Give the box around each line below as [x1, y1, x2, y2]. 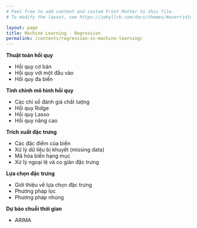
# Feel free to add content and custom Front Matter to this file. [6, 8, 175, 15]
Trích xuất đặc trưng [6, 129, 57, 136]
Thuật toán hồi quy [6, 52, 53, 59]
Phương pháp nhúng [14, 194, 64, 201]
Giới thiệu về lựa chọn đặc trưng [14, 182, 93, 189]
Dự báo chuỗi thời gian [6, 205, 63, 212]
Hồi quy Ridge [14, 105, 49, 112]
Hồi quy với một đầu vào [14, 69, 74, 76]
